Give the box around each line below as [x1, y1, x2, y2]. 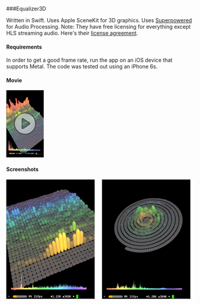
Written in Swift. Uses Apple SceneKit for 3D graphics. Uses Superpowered [6, 17, 192, 23]
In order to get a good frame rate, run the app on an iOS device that [6, 56, 172, 64]
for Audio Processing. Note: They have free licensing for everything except [6, 23, 191, 30]
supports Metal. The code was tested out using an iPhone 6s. [6, 63, 157, 70]
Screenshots [6, 166, 39, 173]
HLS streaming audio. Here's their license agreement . [6, 29, 138, 37]
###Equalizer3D [6, 5, 47, 12]
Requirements [6, 43, 43, 50]
